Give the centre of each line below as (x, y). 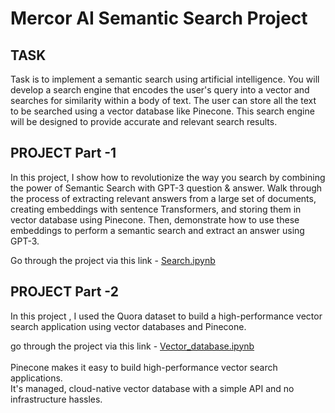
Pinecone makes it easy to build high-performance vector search (144, 367)
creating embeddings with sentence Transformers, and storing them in (156, 209)
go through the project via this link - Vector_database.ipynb (132, 346)
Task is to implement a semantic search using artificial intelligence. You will (165, 79)
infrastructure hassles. (56, 399)
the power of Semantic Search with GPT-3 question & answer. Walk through (166, 188)
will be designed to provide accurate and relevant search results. (144, 121)
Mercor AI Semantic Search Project (159, 18)
